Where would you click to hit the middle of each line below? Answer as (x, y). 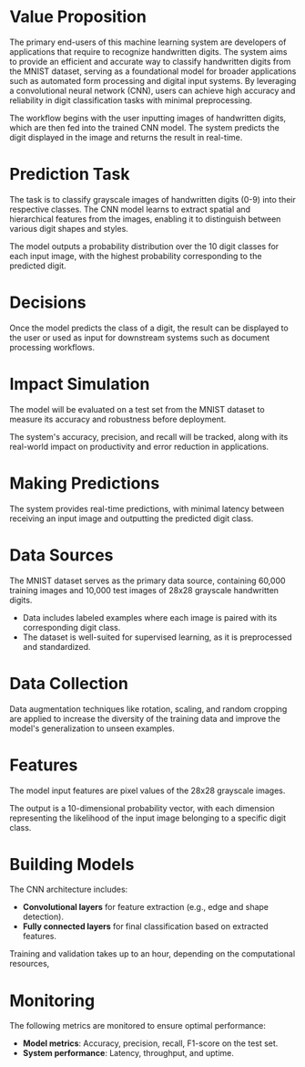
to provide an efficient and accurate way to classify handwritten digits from (150, 61)
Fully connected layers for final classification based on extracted (145, 926)
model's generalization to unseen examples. (92, 728)
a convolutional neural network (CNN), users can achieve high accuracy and (152, 90)
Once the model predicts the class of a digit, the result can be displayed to (149, 328)
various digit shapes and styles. (69, 228)
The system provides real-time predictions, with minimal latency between (147, 508)
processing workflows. (52, 347)
